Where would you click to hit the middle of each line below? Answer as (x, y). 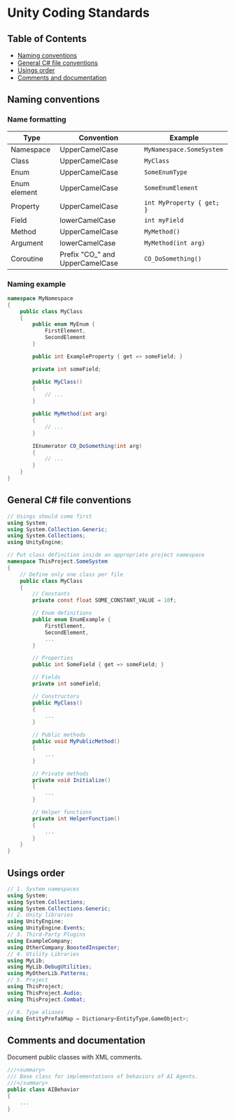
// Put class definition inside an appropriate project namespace (106, 555)
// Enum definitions (62, 613)
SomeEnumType (166, 172)
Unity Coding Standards (79, 13)
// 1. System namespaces (43, 889)
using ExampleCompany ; (40, 941)
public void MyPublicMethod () (76, 742)
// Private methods (61, 774)
